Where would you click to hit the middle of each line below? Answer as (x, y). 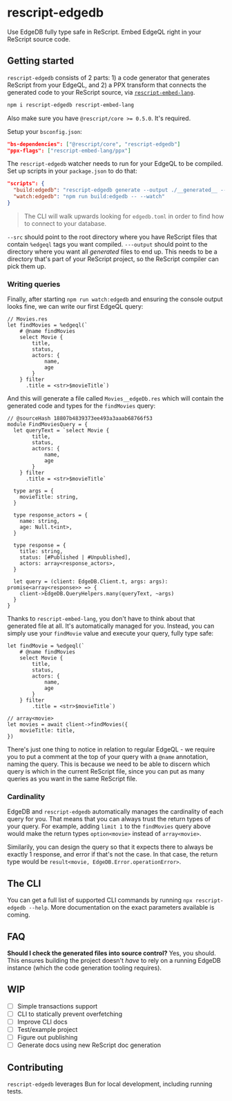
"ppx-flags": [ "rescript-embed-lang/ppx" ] (69, 151)
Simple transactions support (57, 1006)
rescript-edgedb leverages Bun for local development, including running (110, 1084)
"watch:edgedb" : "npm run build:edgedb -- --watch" (89, 197)
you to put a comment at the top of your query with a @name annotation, (108, 757)
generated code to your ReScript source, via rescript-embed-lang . (101, 92)
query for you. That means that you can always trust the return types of (109, 819)
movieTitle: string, (49, 497)
